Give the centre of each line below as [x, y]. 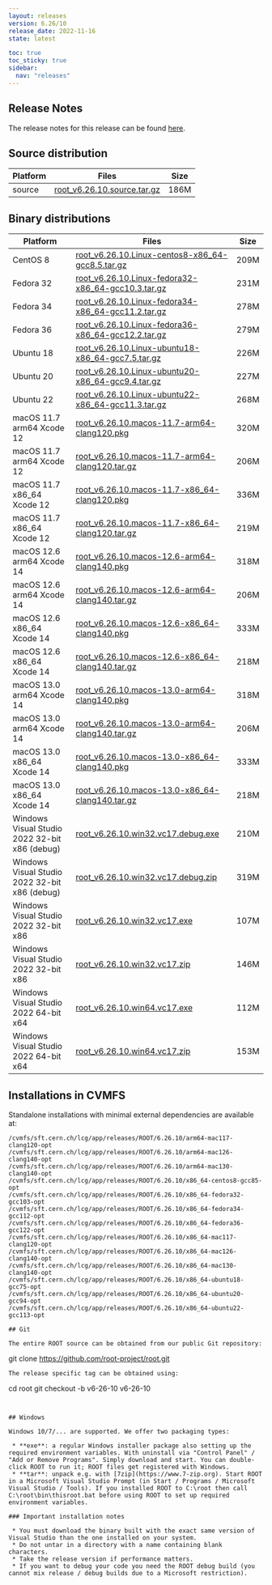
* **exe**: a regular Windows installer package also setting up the [132, 1446]
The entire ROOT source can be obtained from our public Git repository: [136, 1344]
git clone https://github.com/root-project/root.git [89, 1358]
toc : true [25, 53]
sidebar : [23, 68]
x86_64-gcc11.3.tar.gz [121, 405]
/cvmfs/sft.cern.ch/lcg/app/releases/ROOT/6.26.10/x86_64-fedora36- [126, 1223]
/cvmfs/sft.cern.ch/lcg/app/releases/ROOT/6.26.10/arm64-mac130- [121, 1166]
